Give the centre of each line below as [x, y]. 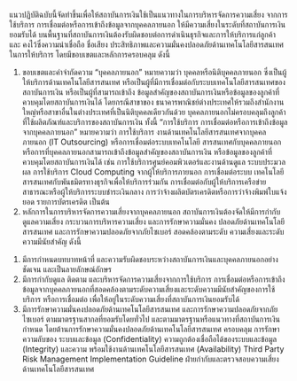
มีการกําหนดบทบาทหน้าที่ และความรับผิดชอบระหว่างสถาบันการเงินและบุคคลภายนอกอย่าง [150, 259]
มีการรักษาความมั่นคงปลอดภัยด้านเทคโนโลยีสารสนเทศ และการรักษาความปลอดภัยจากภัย [150, 309]
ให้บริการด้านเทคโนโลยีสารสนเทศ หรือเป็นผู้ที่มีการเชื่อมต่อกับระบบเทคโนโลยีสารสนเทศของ [154, 82]
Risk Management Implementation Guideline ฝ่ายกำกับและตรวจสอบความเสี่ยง [150, 359]
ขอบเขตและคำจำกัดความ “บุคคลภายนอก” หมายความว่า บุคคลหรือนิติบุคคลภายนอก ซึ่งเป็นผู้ [154, 72]
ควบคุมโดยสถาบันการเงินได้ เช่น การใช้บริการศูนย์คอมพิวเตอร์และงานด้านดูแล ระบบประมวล [154, 162]
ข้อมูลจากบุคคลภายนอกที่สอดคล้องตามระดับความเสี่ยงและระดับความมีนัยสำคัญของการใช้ [148, 289]
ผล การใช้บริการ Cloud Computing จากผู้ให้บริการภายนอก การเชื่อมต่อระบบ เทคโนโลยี [153, 172]
